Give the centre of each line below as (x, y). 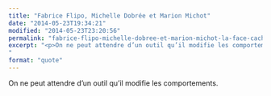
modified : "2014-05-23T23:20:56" (65, 30)
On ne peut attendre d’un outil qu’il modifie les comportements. (113, 83)
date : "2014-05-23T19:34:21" (57, 23)
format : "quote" (35, 61)
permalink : (27, 38)
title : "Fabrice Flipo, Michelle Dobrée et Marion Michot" (110, 16)
